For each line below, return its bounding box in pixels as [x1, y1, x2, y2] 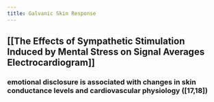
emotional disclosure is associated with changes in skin [7, 77, 196, 86]
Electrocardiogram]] [7, 57, 96, 68]
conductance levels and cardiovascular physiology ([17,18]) [7, 86, 209, 95]
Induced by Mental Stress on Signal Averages [7, 46, 205, 58]
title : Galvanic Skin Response [7, 10, 96, 17]
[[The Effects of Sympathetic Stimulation [7, 36, 185, 47]
